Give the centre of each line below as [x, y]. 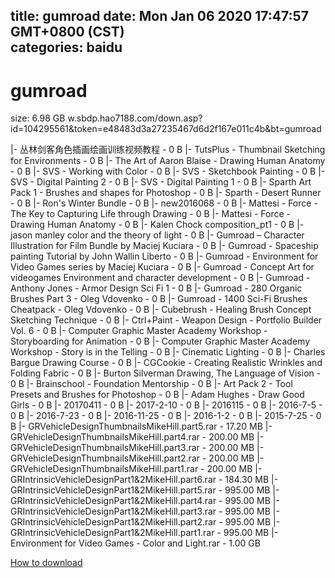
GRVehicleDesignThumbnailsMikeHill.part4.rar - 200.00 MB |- [137, 437]
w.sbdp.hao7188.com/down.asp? [135, 118]
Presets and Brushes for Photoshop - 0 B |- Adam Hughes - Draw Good [157, 395]
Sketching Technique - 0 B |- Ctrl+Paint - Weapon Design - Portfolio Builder [166, 320]
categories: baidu [66, 47]
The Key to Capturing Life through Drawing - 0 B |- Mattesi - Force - [151, 214]
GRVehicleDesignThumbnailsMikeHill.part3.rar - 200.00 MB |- [137, 448]
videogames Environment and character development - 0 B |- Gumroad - [160, 278]
